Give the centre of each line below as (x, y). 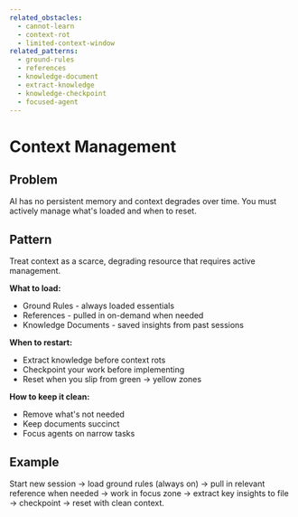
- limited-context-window (66, 43)
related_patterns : (44, 52)
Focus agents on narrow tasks (79, 434)
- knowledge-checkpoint (62, 93)
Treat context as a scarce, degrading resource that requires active (132, 261)
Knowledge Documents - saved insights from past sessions (133, 325)
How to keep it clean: (50, 397)
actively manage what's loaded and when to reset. (103, 211)
